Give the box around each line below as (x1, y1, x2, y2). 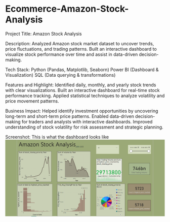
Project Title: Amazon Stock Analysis (5, 30, 82, 37)
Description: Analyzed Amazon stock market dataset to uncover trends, (5, 40, 154, 46)
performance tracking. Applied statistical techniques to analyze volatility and (5, 92, 165, 99)
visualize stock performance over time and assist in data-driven (5, 51, 138, 57)
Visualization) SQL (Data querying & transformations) (5, 72, 116, 78)
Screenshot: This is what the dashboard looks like (5, 134, 109, 140)
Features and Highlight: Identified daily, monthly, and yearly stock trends (5, 82, 156, 88)
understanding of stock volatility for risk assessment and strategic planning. (5, 124, 163, 130)
